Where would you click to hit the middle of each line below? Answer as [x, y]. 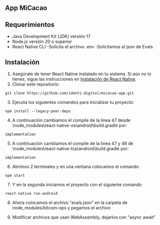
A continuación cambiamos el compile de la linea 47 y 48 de [73, 143]
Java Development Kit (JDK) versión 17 [51, 37]
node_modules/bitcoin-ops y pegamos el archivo [61, 208]
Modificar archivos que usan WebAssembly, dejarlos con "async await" [84, 217]
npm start [15, 176]
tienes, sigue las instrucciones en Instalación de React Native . [74, 79]
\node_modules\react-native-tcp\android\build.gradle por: [70, 149]
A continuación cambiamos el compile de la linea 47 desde [71, 120]
